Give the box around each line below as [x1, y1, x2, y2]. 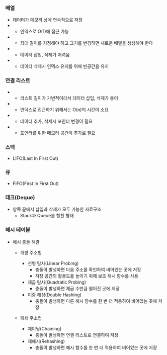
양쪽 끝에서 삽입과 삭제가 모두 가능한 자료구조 [12, 206, 102, 212]
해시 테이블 [5, 226, 31, 233]
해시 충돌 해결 [12, 239, 40, 245]
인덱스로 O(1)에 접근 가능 [20, 29, 69, 35]
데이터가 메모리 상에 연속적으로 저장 [12, 17, 83, 23]
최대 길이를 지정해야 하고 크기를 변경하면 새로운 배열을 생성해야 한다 [20, 40, 153, 46]
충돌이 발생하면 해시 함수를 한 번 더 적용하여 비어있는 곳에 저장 [35, 344, 157, 350]
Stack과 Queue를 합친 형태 [20, 213, 74, 219]
